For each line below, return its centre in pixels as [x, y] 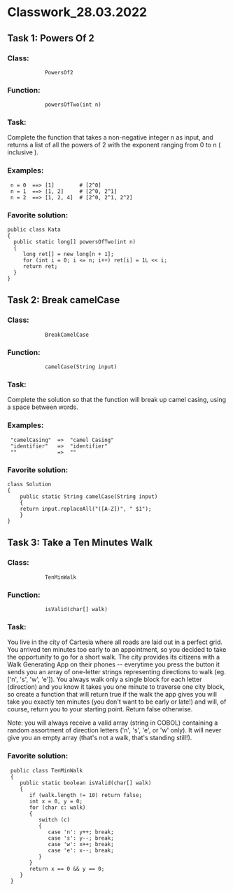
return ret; [40, 267]
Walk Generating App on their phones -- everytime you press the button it [114, 664]
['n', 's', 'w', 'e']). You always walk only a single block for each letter [105, 679]
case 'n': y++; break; [81, 832]
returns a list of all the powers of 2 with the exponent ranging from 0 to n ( [114, 145]
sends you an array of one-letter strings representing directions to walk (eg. [116, 672]
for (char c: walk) [57, 808]
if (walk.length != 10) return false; [85, 795]
